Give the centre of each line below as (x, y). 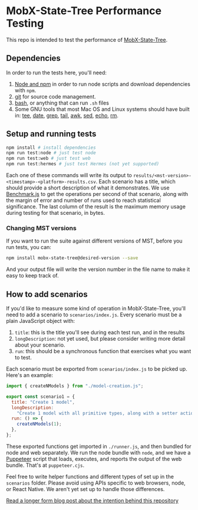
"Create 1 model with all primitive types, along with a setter (97, 413)
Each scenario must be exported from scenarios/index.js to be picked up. (97, 369)
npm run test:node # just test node (51, 153)
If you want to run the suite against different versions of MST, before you (94, 241)
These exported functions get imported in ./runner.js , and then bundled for (99, 446)
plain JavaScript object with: (41, 321)
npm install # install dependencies (51, 148)
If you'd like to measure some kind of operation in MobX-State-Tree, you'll (96, 309)
